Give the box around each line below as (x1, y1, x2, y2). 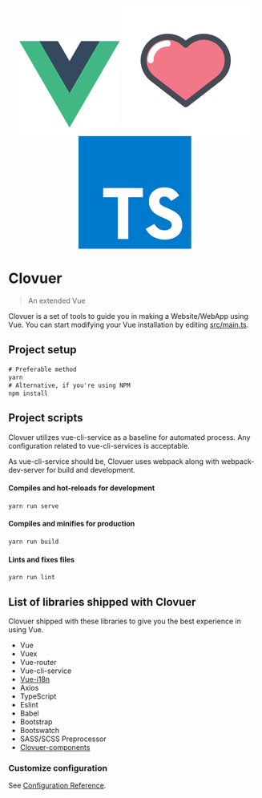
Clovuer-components (19, 742, 91, 752)
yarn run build (8, 538, 59, 546)
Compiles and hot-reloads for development (8, 483, 155, 493)
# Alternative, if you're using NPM (8, 381, 131, 389)
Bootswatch (19, 725, 60, 735)
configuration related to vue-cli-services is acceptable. (8, 441, 190, 450)
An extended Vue (27, 296, 86, 305)
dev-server (8, 465, 46, 474)
